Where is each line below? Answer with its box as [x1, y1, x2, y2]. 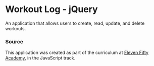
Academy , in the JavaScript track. [5, 55, 76, 61]
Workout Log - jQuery [5, 4, 98, 15]
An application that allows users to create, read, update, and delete [5, 20, 145, 26]
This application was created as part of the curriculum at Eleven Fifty [5, 49, 149, 56]
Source [5, 38, 24, 45]
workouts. [5, 25, 26, 31]
